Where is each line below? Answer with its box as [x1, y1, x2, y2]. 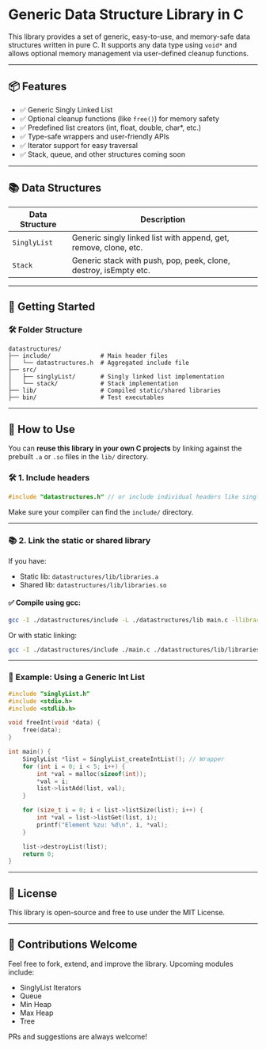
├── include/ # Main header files [8, 352, 169, 360]
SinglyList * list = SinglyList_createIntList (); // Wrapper [22, 754, 225, 763]
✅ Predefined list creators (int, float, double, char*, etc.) [19, 123, 202, 132]
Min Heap [19, 999, 52, 1009]
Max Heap [19, 1008, 54, 1017]
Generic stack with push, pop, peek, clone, [71, 255, 231, 266]
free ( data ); [22, 726, 62, 734]
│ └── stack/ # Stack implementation [8, 380, 179, 388]
